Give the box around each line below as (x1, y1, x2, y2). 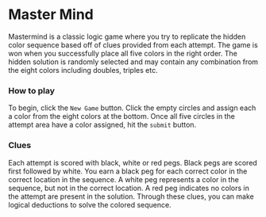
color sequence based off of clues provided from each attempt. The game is (8, 40, 258, 49)
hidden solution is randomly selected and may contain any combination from (8, 57, 259, 67)
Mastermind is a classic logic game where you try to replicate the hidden (8, 32, 246, 41)
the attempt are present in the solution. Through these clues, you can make (8, 192, 254, 201)
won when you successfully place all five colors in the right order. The (8, 48, 238, 58)
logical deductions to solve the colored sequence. (8, 200, 172, 209)
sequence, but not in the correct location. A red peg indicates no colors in (8, 183, 250, 192)
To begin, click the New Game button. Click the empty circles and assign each (8, 103, 256, 112)
